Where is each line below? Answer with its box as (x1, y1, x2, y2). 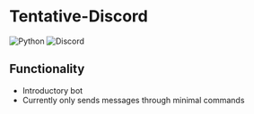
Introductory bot (22, 85, 83, 95)
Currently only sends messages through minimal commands (22, 94, 245, 105)
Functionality (9, 61, 85, 77)
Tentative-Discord (9, 6, 148, 27)
